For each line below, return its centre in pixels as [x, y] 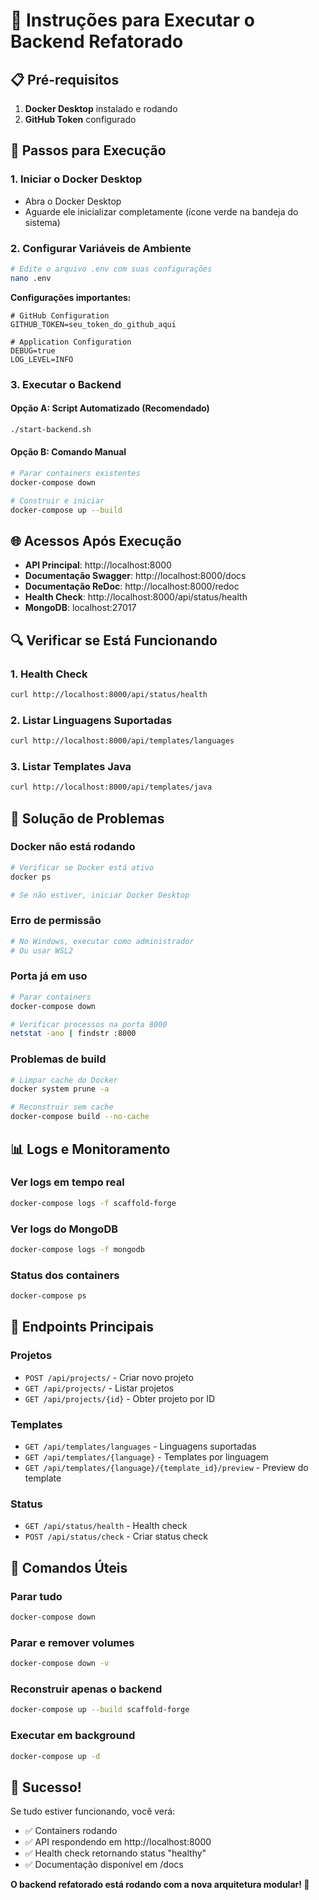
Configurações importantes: [71, 297]
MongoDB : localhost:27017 [80, 608]
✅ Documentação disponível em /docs [104, 1865]
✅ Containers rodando [71, 1831]
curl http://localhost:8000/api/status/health [109, 694]
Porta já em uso [49, 976]
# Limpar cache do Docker [64, 1080]
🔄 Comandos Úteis [69, 1567]
